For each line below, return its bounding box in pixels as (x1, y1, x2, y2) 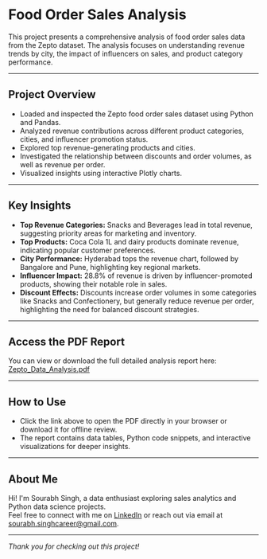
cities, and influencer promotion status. (19, 134, 149, 144)
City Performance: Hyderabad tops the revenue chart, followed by (19, 253, 239, 264)
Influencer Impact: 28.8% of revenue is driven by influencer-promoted (19, 271, 253, 280)
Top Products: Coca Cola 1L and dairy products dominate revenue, (19, 236, 240, 246)
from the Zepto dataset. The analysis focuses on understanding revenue (8, 40, 245, 49)
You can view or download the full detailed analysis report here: (8, 356, 217, 365)
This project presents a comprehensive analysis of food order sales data (8, 32, 246, 41)
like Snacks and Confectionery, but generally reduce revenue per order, (19, 296, 254, 306)
